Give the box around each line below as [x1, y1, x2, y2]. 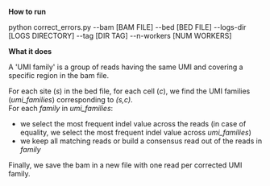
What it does [8, 47, 52, 56]
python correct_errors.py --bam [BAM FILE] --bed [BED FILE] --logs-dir [8, 23, 247, 31]
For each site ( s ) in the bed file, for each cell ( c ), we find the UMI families [8, 86, 251, 96]
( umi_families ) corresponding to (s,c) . [8, 95, 133, 104]
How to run [8, 7, 47, 16]
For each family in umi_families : [8, 104, 114, 113]
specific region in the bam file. [8, 71, 110, 80]
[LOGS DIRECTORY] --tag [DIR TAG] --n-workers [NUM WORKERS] [8, 31, 232, 40]
